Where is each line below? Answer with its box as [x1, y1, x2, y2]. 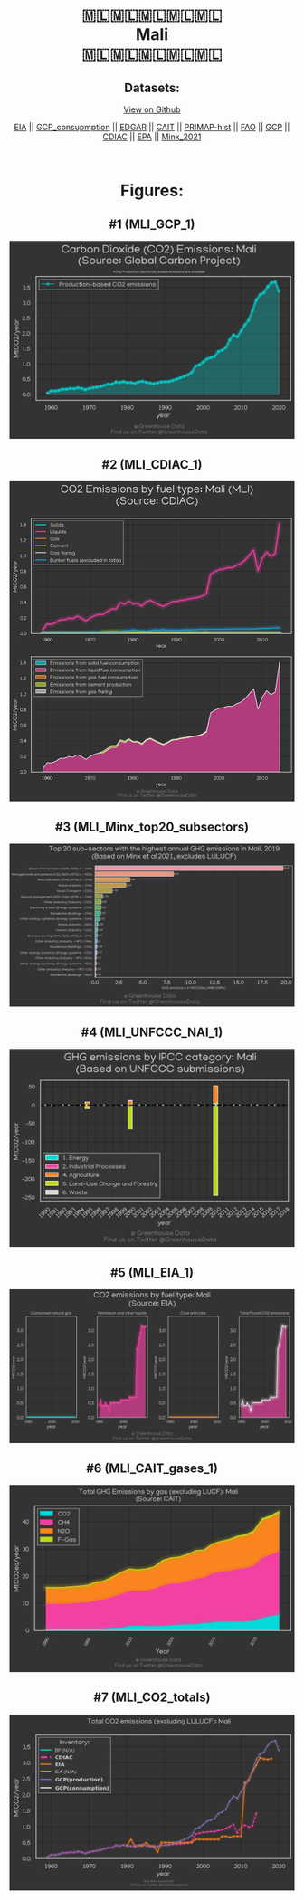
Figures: [120, 181, 184, 201]
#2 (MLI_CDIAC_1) [101, 457, 203, 472]
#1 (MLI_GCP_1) [108, 216, 196, 232]
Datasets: [124, 80, 180, 95]
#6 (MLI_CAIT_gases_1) [85, 1461, 219, 1477]
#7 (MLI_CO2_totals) [93, 1690, 211, 1705]
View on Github [123, 104, 181, 115]
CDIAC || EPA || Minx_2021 [102, 131, 202, 142]
